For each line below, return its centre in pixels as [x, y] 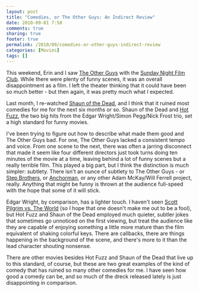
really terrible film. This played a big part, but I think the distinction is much [97, 165]
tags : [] [17, 56]
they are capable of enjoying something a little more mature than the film [95, 227]
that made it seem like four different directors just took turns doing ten [92, 153]
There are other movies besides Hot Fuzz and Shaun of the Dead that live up [100, 257]
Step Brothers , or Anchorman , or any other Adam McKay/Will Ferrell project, [99, 177]
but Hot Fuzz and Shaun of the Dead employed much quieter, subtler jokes [97, 214]
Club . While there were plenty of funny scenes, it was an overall [84, 79]
